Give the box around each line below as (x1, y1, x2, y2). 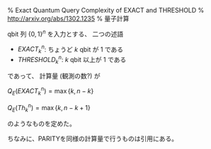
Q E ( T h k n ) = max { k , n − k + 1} (7, 102, 91, 114)
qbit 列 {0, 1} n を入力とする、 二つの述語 (7, 28, 124, 38)
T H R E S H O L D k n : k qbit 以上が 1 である (17, 54, 127, 66)
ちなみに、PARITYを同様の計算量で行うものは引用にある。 (7, 134, 178, 143)
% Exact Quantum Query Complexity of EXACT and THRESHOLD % (7, 6, 205, 14)
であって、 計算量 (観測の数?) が (7, 71, 101, 80)
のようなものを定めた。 (7, 119, 76, 128)
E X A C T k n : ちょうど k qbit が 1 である (17, 44, 124, 55)
